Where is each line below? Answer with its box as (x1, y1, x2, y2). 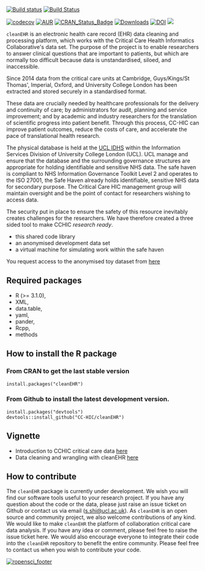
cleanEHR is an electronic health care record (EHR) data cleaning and (6, 31, 179, 37)
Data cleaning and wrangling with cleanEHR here (15, 453, 139, 461)
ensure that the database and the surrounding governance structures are (6, 157, 191, 164)
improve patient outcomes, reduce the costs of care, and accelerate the (6, 126, 188, 133)
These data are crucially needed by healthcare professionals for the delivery (6, 100, 199, 107)
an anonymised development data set (15, 240, 110, 246)
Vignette (6, 431, 40, 441)
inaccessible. (6, 63, 40, 70)
